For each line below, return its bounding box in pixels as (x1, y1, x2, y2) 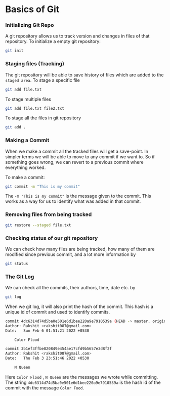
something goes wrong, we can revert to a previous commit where (5, 159, 144, 165)
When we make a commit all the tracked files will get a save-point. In (5, 148, 148, 154)
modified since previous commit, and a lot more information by (5, 251, 136, 257)
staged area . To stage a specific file (5, 77, 80, 83)
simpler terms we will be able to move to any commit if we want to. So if (5, 153, 155, 160)
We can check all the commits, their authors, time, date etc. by (5, 285, 136, 291)
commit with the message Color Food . (5, 384, 84, 390)
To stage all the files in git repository (5, 115, 81, 121)
